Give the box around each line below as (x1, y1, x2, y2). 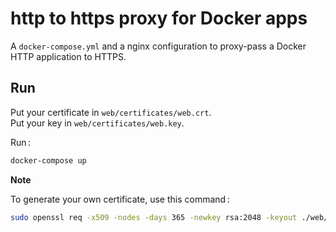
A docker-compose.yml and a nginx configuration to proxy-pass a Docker (10, 40, 307, 52)
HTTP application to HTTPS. (10, 50, 127, 62)
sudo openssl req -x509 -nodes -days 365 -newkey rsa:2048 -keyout (10, 212, 298, 222)
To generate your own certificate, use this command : (10, 193, 230, 205)
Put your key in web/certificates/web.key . (10, 117, 185, 129)
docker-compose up (10, 155, 87, 166)
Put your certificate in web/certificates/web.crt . (10, 106, 212, 118)
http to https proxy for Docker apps (10, 7, 308, 30)
